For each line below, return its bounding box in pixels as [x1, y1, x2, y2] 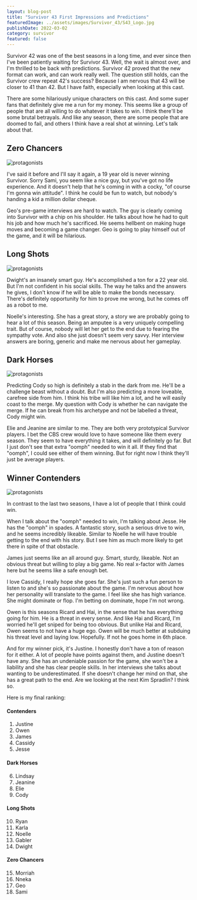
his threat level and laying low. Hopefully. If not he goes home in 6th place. [6, 633, 187, 640]
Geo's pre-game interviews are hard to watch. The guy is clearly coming [6, 207, 182, 214]
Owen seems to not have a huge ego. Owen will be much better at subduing [6, 628, 191, 635]
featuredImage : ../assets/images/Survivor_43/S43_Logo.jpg [6, 19, 155, 25]
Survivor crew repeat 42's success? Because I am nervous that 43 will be [6, 77, 185, 84]
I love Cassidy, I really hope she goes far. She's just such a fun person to [6, 579, 183, 586]
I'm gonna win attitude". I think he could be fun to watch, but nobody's [6, 189, 177, 196]
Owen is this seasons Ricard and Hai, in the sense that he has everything [6, 609, 183, 616]
